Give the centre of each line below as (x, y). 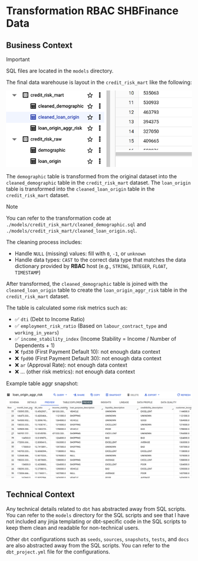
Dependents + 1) (34, 345)
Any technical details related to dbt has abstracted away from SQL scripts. (96, 508)
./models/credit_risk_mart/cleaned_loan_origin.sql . (72, 231)
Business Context (39, 45)
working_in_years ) (37, 332)
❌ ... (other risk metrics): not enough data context (75, 372)
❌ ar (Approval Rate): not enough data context (71, 365)
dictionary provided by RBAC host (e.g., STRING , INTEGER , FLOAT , (91, 266)
